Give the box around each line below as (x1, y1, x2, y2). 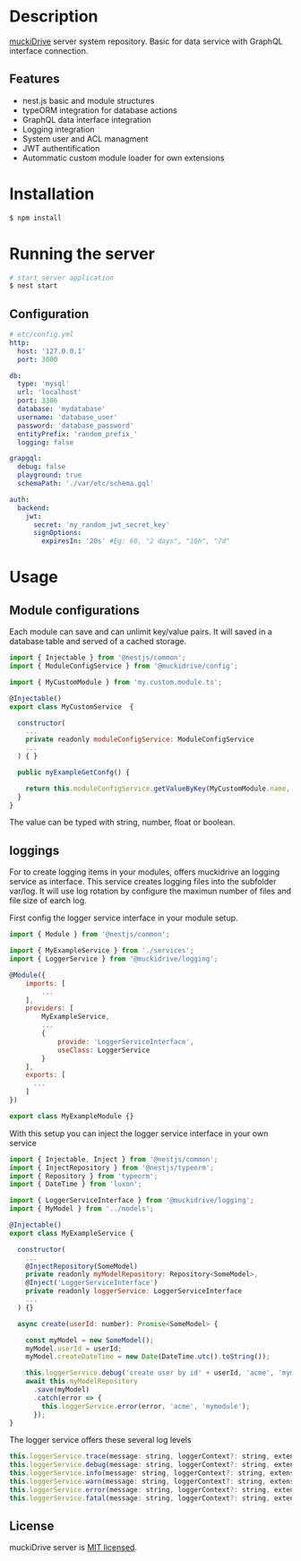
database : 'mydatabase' (17, 405, 106, 414)
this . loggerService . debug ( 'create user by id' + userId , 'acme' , (25, 1368, 275, 1377)
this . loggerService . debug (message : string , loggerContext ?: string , (9, 1461, 271, 1470)
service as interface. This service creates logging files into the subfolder (9, 876, 277, 887)
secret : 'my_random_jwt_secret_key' (32, 520, 170, 530)
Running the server (9, 244, 155, 263)
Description (9, 6, 99, 27)
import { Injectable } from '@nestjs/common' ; (9, 653, 186, 662)
